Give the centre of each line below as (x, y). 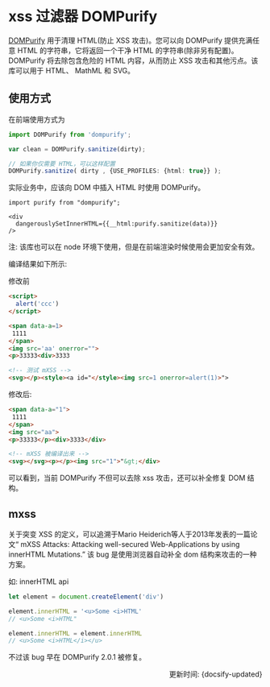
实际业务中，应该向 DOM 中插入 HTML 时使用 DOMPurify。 (107, 188)
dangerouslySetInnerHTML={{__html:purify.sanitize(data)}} (117, 224)
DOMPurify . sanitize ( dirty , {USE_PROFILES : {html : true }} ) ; (115, 171)
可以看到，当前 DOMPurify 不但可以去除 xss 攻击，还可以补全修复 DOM (127, 478)
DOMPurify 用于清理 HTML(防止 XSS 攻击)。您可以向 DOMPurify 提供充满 (131, 40)
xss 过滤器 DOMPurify (83, 17)
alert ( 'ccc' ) (37, 304)
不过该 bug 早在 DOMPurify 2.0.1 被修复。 (77, 657)
